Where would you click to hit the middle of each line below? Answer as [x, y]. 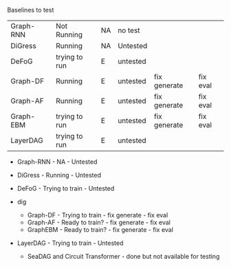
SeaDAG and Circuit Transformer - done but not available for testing [123, 256]
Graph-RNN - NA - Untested [57, 162]
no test [129, 30]
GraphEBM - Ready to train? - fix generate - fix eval [100, 229]
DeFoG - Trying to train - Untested [66, 188]
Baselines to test [31, 10]
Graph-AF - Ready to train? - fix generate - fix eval [99, 222]
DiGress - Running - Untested [59, 175]
